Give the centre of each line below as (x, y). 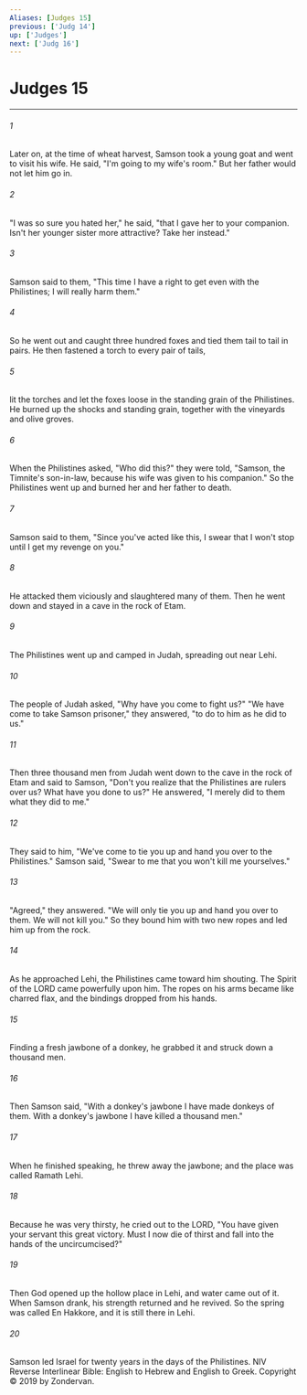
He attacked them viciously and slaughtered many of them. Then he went (148, 596)
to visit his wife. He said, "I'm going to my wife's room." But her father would (153, 164)
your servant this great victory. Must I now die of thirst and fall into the (142, 1234)
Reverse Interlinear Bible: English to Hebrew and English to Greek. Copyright (153, 1371)
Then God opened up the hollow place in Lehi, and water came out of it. (144, 1294)
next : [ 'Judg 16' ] (44, 43)
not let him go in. (41, 174)
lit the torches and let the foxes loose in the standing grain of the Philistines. (152, 399)
